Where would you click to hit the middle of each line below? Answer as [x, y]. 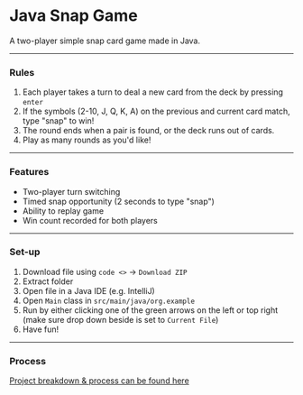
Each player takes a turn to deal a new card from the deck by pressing [153, 92]
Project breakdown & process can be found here [99, 381]
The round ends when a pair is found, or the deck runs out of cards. [148, 131]
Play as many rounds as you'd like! [87, 140]
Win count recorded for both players [90, 220]
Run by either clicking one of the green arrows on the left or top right [150, 310]
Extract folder [48, 281]
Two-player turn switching [71, 191]
